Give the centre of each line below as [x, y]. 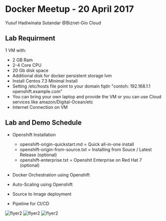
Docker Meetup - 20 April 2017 [70, 9]
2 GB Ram [23, 60]
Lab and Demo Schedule [43, 123]
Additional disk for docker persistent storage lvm [62, 76]
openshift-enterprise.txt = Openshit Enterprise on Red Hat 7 [81, 160]
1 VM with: [16, 50]
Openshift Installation [34, 134]
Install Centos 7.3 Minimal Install [45, 81]
